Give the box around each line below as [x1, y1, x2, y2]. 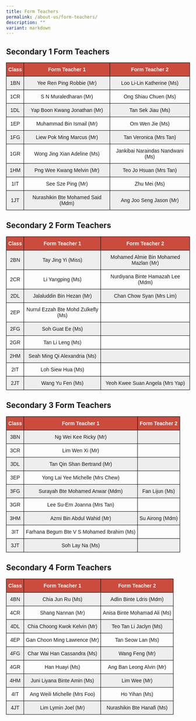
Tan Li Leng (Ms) [43, 339, 82, 346]
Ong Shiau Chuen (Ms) [123, 93, 176, 100]
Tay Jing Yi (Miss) [42, 256, 83, 263]
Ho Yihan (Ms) [120, 691, 153, 698]
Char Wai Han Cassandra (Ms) [27, 650, 97, 657]
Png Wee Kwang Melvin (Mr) [34, 167, 100, 174]
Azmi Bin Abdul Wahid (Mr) [50, 515, 111, 522]
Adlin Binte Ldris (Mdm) [110, 596, 164, 603]
